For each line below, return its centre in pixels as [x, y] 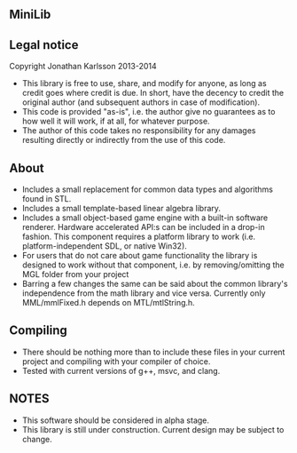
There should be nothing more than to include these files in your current [153, 352]
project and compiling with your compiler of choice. [116, 361]
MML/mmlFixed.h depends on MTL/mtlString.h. [108, 303]
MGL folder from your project [75, 274]
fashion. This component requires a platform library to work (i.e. [138, 237]
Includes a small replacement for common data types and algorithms [147, 189]
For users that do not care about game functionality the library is [140, 256]
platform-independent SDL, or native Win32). [105, 246]
